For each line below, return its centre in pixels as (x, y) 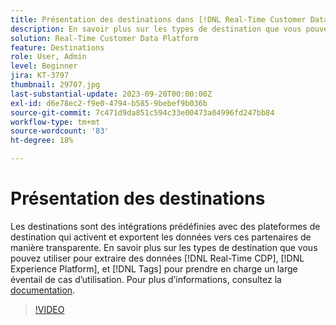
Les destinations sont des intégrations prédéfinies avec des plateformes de (165, 226)
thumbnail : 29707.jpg (55, 85)
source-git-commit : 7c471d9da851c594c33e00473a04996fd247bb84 (142, 112)
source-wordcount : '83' (60, 131)
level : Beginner (44, 66)
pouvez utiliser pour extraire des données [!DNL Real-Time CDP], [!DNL (157, 258)
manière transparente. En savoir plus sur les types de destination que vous (164, 247)
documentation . (43, 290)
